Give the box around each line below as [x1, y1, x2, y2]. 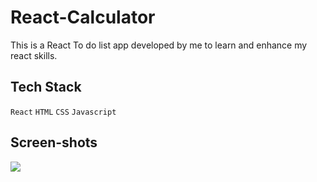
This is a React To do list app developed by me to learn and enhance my [10, 39, 308, 51]
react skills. [10, 49, 58, 61]
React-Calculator [10, 6, 156, 29]
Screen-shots [10, 134, 98, 151]
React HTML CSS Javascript [10, 107, 117, 117]
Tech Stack [10, 79, 82, 96]
